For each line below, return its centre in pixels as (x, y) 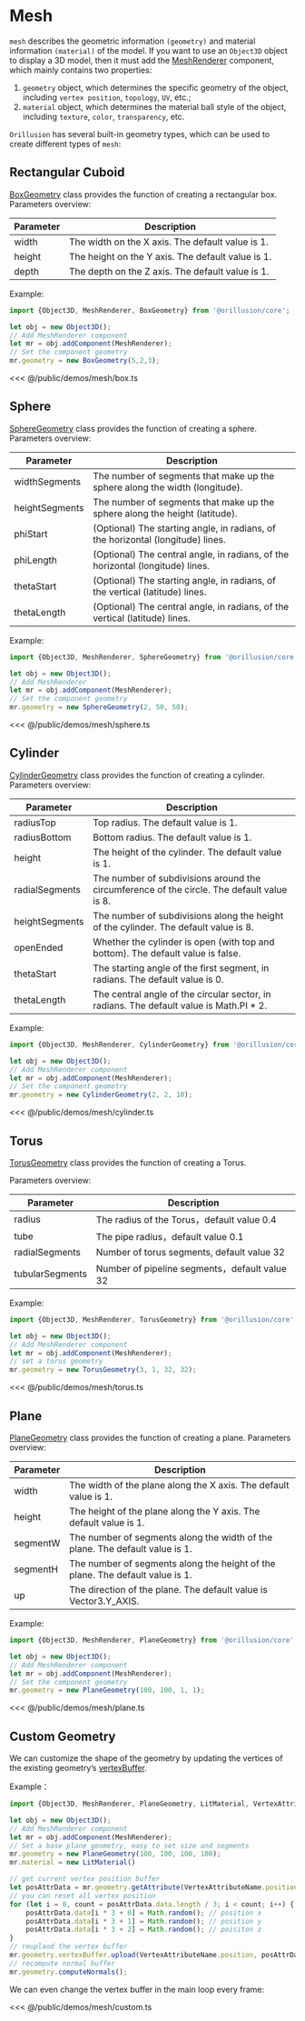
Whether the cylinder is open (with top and (183, 942)
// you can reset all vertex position (83, 1896)
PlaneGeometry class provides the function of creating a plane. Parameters (150, 1438)
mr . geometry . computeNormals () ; (69, 1972)
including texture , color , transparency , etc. (103, 116)
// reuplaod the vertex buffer (69, 1946)
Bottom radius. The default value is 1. (172, 837)
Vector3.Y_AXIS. (104, 1601)
